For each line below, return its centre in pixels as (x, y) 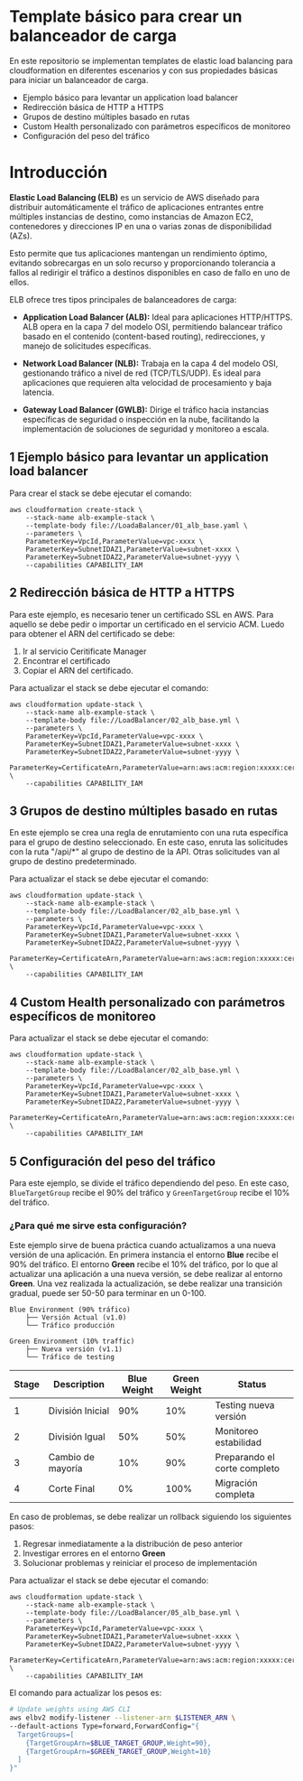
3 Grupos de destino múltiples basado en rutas (143, 811)
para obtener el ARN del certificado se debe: (92, 633)
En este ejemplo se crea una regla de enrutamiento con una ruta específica (149, 833)
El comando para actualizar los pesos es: (86, 1693)
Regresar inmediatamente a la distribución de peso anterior (133, 1544)
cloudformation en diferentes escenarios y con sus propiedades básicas (143, 70)
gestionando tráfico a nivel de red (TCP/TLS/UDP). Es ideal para (142, 373)
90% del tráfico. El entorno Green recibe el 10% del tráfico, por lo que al (143, 1264)
